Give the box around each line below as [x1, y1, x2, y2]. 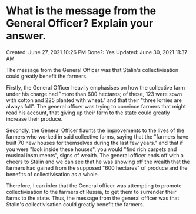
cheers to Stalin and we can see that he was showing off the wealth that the [6, 158, 190, 165]
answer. [6, 29, 46, 42]
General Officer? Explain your [6, 17, 154, 30]
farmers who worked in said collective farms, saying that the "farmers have [6, 133, 189, 140]
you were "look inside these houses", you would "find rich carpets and [6, 146, 177, 153]
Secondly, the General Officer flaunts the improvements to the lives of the [6, 127, 185, 134]
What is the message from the [6, 4, 157, 18]
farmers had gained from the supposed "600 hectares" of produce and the [6, 164, 188, 172]
